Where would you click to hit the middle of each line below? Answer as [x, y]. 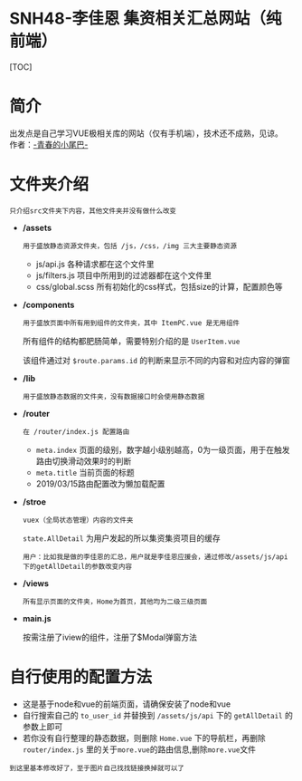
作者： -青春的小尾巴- [49, 144]
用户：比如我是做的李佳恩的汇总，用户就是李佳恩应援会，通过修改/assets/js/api [155, 557]
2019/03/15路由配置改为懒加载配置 [100, 483]
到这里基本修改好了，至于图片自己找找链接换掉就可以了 [97, 768]
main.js [37, 618]
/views [36, 583]
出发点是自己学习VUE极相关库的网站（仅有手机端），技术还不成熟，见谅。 [146, 133]
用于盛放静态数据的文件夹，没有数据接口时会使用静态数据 [113, 396]
